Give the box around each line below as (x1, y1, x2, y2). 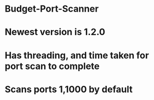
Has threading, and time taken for (5, 49, 149, 61)
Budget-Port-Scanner (5, 3, 99, 15)
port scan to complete (5, 60, 100, 72)
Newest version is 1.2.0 (5, 26, 105, 38)
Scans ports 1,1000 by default (5, 83, 133, 95)
